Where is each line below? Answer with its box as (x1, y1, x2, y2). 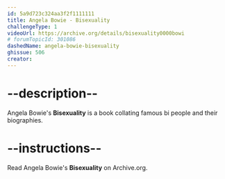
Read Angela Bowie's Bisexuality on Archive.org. (7, 163, 148, 171)
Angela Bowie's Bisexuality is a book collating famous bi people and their (7, 109, 218, 117)
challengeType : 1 (7, 23, 58, 30)
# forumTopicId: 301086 (7, 36, 76, 43)
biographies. (7, 116, 43, 124)
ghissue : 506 (7, 49, 45, 56)
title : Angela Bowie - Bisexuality (7, 17, 110, 24)
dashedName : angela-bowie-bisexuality (7, 42, 119, 49)
